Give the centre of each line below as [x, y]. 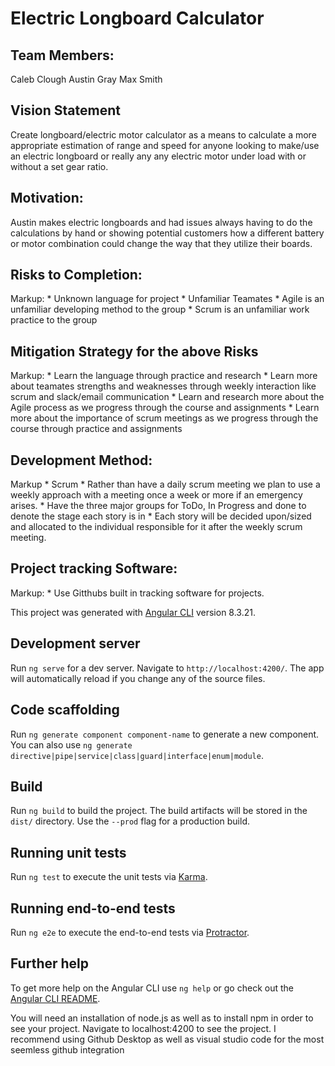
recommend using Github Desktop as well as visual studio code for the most [167, 1039]
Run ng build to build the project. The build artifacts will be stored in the [159, 811]
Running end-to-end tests [93, 908]
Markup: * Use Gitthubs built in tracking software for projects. [137, 593]
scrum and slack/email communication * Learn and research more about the [167, 397]
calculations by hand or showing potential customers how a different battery [167, 233]
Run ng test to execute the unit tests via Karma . [109, 877]
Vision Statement [65, 110]
